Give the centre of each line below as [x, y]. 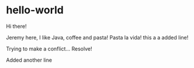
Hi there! [16, 26]
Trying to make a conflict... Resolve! [49, 49]
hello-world [35, 10]
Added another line [29, 60]
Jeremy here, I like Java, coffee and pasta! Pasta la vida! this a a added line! [97, 37]
